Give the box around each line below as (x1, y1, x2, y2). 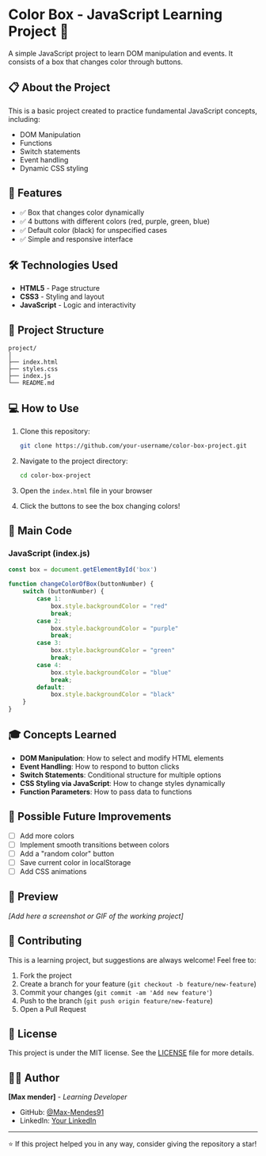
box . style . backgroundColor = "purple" (50, 624, 179, 632)
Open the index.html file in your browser (19, 486, 153, 495)
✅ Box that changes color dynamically (19, 208, 145, 217)
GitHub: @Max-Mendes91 (19, 1108, 104, 1117)
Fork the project (19, 971, 73, 980)
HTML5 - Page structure (19, 284, 101, 293)
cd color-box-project (19, 471, 91, 479)
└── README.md (8, 379, 55, 387)
